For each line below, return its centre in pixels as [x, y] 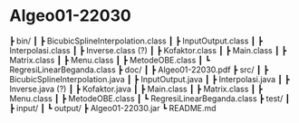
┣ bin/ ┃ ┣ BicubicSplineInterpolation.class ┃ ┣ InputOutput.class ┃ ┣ [136, 41]
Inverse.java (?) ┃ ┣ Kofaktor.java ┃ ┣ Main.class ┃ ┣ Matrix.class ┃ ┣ [136, 89]
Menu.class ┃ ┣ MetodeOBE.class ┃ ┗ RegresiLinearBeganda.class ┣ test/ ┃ [150, 98]
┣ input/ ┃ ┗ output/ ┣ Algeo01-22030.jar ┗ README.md [113, 108]
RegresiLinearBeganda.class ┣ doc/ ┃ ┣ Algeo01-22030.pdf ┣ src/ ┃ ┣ [139, 70]
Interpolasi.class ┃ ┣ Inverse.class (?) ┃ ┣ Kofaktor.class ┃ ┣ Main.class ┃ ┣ [148, 50]
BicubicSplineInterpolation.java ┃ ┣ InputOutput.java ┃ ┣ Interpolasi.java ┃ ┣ [149, 79]
